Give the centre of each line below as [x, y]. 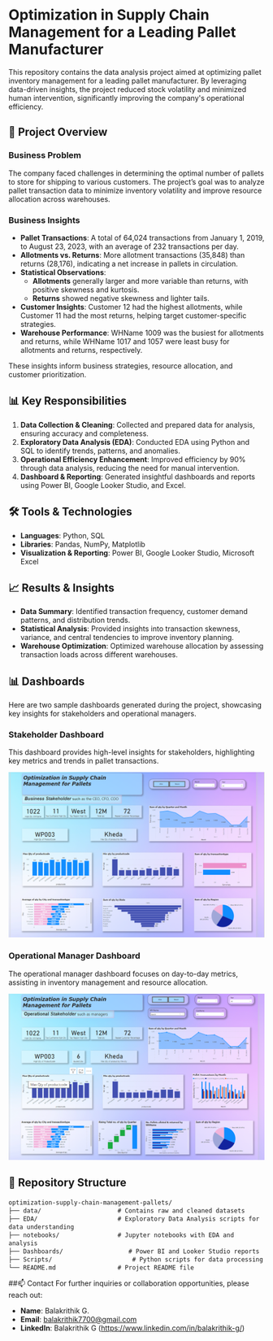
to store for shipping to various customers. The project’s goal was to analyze [136, 181]
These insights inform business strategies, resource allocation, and [121, 366]
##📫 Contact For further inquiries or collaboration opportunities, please [129, 1283]
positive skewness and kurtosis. [86, 290]
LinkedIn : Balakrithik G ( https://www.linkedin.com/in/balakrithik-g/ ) [132, 1328]
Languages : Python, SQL [63, 535]
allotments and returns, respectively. [81, 350]
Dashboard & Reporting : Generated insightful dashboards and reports [138, 477]
